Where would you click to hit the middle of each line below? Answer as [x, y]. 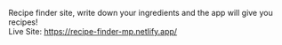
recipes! [23, 22]
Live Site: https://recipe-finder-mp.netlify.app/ [93, 31]
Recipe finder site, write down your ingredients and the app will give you [141, 13]
